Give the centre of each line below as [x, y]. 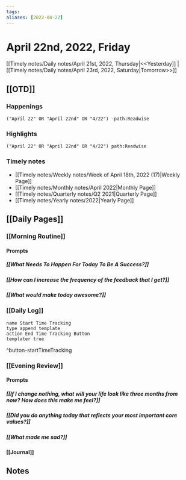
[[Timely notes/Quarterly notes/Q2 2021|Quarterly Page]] [86, 194]
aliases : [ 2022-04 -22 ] [35, 17]
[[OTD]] [21, 89]
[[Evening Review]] [35, 366]
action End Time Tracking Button [48, 334]
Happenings [25, 106]
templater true [25, 339]
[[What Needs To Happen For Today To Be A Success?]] [78, 264]
